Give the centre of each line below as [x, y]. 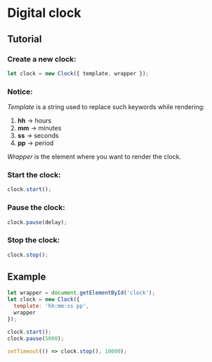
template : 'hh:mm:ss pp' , [52, 306]
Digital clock [44, 13]
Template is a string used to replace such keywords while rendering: [106, 107]
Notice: [20, 92]
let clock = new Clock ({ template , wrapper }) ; [78, 73]
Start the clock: [34, 175]
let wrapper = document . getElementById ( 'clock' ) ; [81, 293]
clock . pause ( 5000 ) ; [36, 338]
